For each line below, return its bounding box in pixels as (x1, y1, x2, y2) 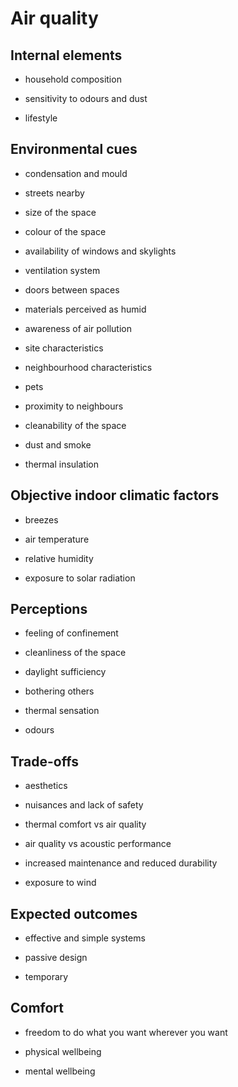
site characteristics (24, 342, 104, 354)
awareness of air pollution (24, 322, 132, 334)
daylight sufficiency (24, 666, 107, 678)
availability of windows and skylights (24, 245, 177, 257)
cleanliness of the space (24, 647, 127, 659)
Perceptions (10, 601, 88, 618)
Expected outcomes (10, 905, 138, 922)
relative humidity (24, 552, 94, 564)
